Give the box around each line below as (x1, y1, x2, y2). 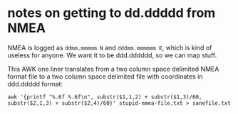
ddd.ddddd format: (7, 79, 63, 88)
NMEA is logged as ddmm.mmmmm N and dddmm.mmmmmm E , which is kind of (7, 43, 212, 52)
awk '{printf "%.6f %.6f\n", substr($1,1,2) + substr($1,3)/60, (7, 93, 202, 101)
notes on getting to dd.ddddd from (7, 5, 216, 21)
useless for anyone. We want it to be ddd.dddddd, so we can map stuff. (7, 51, 217, 59)
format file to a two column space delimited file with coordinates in (7, 72, 203, 81)
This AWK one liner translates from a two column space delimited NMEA (7, 64, 219, 73)
